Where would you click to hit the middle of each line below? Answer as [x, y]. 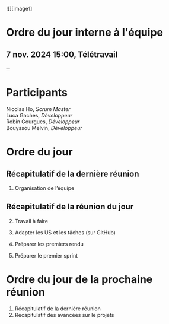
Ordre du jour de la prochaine [79, 279]
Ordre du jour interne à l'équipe [85, 33]
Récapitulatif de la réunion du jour [70, 207]
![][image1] [19, 9]
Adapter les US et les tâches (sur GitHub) [65, 232]
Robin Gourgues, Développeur [43, 122]
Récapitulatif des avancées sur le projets [64, 315]
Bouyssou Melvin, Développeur [44, 128]
